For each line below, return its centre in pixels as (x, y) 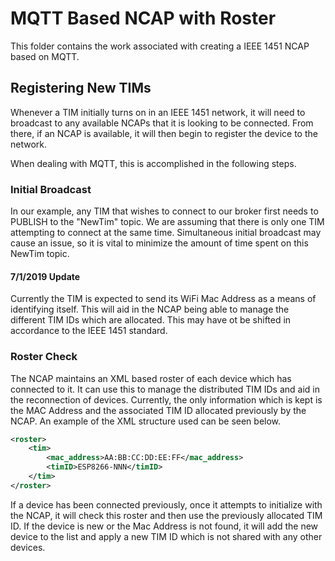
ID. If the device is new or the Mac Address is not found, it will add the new (164, 526)
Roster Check (44, 357)
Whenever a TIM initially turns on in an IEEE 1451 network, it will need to (158, 112)
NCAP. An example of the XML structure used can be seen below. (146, 421)
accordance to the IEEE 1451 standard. (89, 331)
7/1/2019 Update (45, 276)
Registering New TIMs (81, 88)
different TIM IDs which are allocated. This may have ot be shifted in (151, 320)
